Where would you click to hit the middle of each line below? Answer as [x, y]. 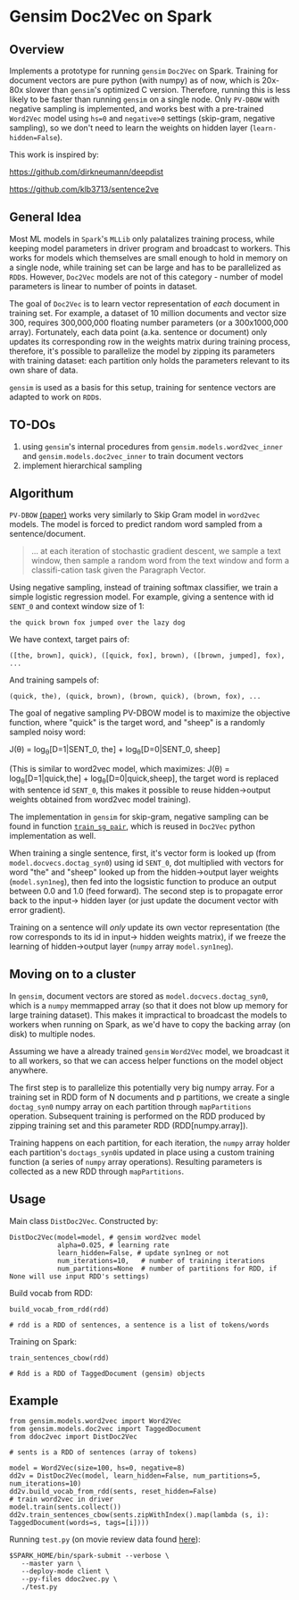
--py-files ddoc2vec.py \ [69, 1579]
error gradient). [37, 910]
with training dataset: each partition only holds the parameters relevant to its [149, 360]
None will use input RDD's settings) [79, 1276]
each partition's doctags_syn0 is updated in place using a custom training [142, 1152]
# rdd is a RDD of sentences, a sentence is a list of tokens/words [139, 1325]
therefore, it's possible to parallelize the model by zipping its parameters [142, 351]
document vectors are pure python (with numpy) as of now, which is [135, 80]
